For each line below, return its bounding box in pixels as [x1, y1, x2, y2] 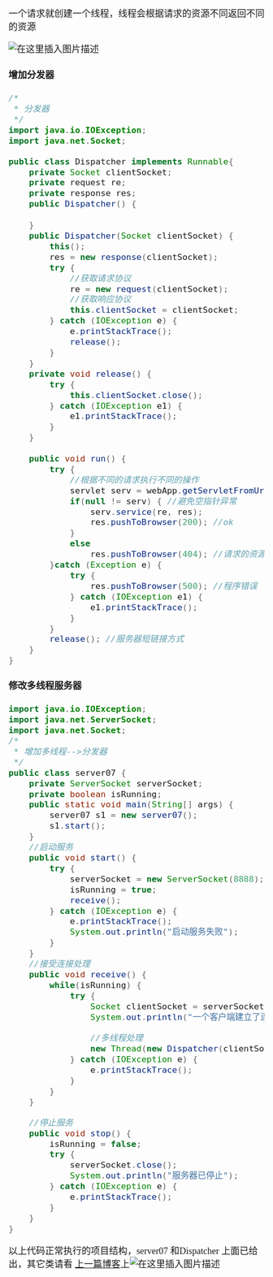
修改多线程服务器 [8, 681, 82, 692]
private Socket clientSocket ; [28, 167, 173, 178]
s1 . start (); [49, 820, 106, 832]
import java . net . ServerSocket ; [8, 714, 157, 725]
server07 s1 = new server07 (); [49, 809, 198, 820]
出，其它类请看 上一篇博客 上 [8, 1258, 130, 1270]
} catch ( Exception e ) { [49, 559, 162, 570]
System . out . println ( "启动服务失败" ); [69, 926, 239, 937]
